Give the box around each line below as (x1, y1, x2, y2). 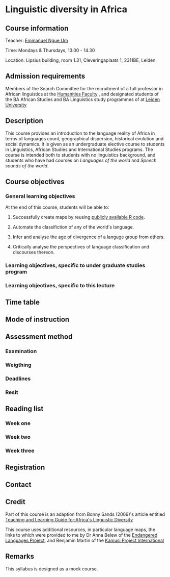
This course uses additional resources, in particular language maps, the (5, 526, 156, 533)
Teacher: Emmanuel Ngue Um (5, 37, 68, 43)
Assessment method (5, 333, 73, 341)
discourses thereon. (12, 249, 55, 256)
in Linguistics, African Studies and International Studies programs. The (5, 146, 154, 153)
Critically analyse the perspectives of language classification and (12, 244, 150, 250)
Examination (5, 348, 37, 355)
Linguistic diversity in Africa (5, 4, 127, 15)
